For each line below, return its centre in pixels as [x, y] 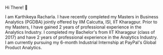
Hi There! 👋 [16, 7]
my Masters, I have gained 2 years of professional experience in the [73, 27]
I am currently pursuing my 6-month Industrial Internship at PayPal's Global [81, 42]
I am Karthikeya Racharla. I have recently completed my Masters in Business [82, 17]
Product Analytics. [24, 48]
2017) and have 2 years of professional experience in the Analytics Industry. [81, 37]
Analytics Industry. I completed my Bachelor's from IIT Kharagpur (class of [80, 32]
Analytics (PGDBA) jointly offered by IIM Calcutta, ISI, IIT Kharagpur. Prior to [81, 22]
